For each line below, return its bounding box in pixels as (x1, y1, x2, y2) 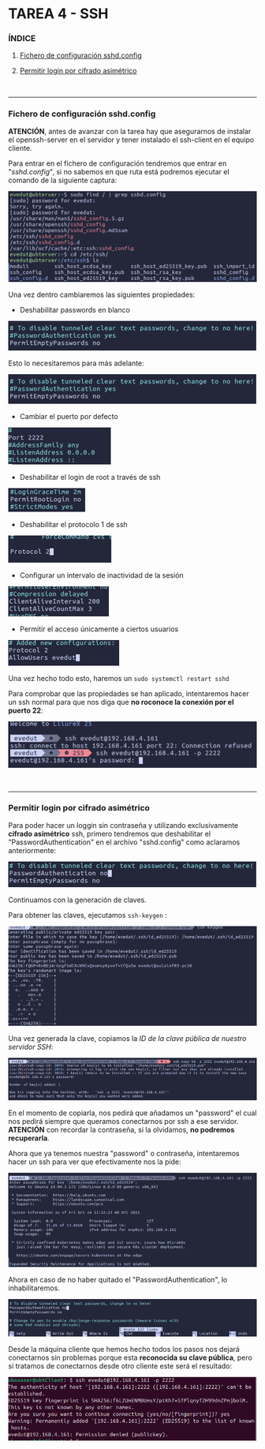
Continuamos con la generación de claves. (8, 895, 147, 904)
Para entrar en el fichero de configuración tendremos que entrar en (8, 159, 227, 168)
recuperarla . (8, 1133, 50, 1143)
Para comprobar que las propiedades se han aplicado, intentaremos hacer (8, 688, 250, 698)
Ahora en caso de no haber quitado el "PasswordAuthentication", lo (8, 1275, 228, 1284)
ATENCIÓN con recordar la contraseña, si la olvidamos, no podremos (8, 1125, 235, 1134)
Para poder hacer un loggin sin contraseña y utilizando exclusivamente (8, 820, 239, 829)
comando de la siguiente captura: (8, 175, 118, 185)
